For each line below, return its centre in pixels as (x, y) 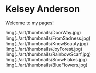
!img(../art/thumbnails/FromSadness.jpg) (48, 38)
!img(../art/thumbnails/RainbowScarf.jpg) (48, 54)
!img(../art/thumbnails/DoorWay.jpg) (43, 32)
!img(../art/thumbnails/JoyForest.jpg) (44, 49)
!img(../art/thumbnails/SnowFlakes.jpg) (46, 59)
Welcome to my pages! (29, 23)
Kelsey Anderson (43, 9)
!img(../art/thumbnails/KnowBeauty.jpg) (47, 43)
